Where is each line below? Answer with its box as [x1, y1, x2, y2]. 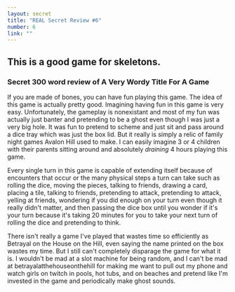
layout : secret [7, 10, 52, 18]
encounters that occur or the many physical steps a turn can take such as [7, 173, 220, 182]
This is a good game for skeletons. [7, 55, 161, 67]
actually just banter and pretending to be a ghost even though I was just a [7, 115, 220, 124]
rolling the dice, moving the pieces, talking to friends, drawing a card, [7, 180, 208, 190]
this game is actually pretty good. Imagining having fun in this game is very [7, 100, 224, 109]
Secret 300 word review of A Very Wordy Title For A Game [7, 77, 210, 86]
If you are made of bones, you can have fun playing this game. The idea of [7, 93, 223, 101]
